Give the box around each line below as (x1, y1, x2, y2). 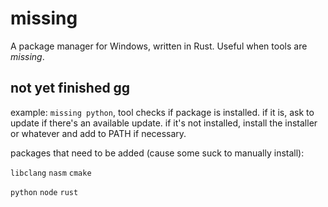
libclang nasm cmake (10, 168, 92, 178)
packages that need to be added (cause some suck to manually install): (10, 147, 305, 159)
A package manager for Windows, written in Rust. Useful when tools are (10, 40, 308, 52)
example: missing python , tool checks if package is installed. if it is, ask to (10, 106, 315, 118)
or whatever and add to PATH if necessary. (10, 127, 187, 139)
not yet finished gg (10, 80, 131, 97)
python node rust (10, 187, 79, 197)
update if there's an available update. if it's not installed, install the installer (10, 117, 318, 129)
